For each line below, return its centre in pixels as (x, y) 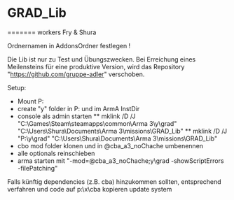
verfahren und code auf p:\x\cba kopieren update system (90, 189)
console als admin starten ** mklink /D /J (76, 116)
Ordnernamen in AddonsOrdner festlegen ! (69, 45)
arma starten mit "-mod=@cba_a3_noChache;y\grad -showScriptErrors (121, 160)
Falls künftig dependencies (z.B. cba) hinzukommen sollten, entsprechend (115, 181)
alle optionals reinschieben (56, 153)
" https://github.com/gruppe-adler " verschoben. (76, 74)
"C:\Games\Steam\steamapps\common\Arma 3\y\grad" (97, 123)
